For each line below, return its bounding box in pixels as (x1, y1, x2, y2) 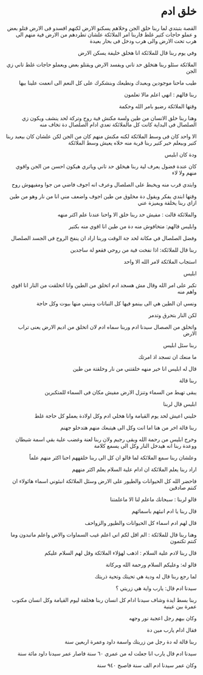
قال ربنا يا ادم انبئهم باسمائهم (131, 507, 197, 515)
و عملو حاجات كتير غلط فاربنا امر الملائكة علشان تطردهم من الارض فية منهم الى (16, 30, 197, 38)
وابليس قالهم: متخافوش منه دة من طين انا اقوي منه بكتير (68, 222, 197, 230)
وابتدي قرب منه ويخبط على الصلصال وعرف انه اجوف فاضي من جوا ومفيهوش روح (12, 180, 197, 188)
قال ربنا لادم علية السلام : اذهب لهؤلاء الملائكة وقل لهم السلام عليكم (44, 549, 197, 557)
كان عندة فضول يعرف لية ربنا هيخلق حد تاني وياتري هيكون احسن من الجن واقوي (15, 162, 197, 170)
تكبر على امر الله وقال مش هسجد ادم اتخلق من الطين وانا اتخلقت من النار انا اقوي (10, 281, 197, 289)
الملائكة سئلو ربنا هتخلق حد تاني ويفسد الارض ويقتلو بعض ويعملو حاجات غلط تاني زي (6, 61, 197, 68)
